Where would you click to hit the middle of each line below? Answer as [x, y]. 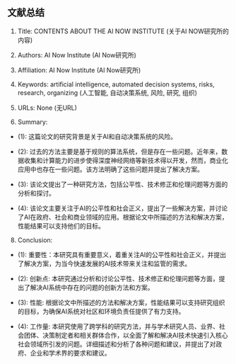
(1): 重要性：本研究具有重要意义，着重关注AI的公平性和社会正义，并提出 [122, 254]
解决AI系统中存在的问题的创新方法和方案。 [92, 287]
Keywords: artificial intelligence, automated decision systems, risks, [116, 84]
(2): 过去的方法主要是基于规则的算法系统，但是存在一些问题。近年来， [119, 152]
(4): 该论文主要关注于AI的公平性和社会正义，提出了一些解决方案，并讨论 [123, 208]
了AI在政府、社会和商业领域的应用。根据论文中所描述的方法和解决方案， [123, 217]
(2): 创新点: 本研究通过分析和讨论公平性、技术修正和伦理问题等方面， [118, 278]
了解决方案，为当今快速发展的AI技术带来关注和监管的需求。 [104, 263]
